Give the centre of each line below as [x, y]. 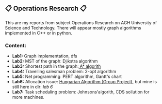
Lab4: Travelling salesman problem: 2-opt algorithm [64, 72]
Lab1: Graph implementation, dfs [45, 56]
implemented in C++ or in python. [39, 33]
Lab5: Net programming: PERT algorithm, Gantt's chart [67, 76]
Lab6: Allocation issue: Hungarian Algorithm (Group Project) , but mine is [84, 82]
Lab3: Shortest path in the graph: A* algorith [56, 66]
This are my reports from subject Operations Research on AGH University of [81, 22]
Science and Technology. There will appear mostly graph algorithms [73, 28]
